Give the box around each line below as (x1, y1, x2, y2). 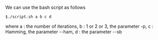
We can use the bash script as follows (5, 5, 86, 10)
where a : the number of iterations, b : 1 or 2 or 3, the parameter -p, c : (5, 23, 154, 29)
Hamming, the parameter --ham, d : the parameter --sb (5, 29, 122, 35)
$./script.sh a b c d (5, 14, 52, 19)
